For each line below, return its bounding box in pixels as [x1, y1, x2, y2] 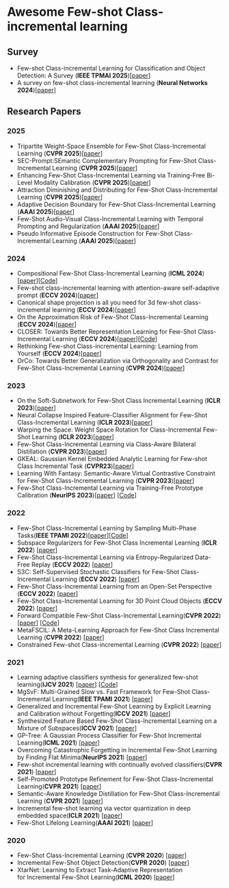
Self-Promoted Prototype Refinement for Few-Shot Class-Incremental [16, 775, 214, 783]
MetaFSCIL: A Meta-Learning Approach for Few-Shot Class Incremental [16, 626, 220, 634]
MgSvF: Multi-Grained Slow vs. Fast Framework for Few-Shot [16, 687, 190, 695]
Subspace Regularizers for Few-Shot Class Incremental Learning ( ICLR [16, 539, 217, 547]
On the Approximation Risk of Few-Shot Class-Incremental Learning [16, 312, 208, 321]
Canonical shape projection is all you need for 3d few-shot [16, 298, 183, 306]
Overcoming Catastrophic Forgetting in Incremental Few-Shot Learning [16, 745, 217, 754]
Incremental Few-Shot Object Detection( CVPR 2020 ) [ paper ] [16, 859, 189, 867]
